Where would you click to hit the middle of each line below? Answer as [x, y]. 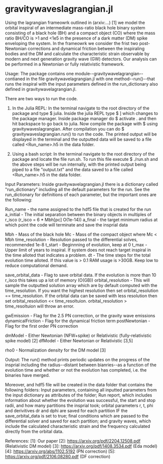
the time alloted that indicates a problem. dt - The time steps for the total [78, 255]
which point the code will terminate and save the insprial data [66, 225]
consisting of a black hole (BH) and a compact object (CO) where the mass [80, 33]
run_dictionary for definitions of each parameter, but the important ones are [81, 195]
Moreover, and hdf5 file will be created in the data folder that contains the [79, 384]
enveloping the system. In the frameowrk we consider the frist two [72, 43]
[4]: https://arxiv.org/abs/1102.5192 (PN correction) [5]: [60, 451]
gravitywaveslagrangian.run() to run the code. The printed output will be [84, 134]
